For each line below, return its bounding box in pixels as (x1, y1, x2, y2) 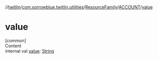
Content (5, 43, 22, 49)
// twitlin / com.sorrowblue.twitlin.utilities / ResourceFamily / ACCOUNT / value (5, 4, 153, 10)
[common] (5, 37, 26, 43)
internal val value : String (5, 48, 54, 54)
